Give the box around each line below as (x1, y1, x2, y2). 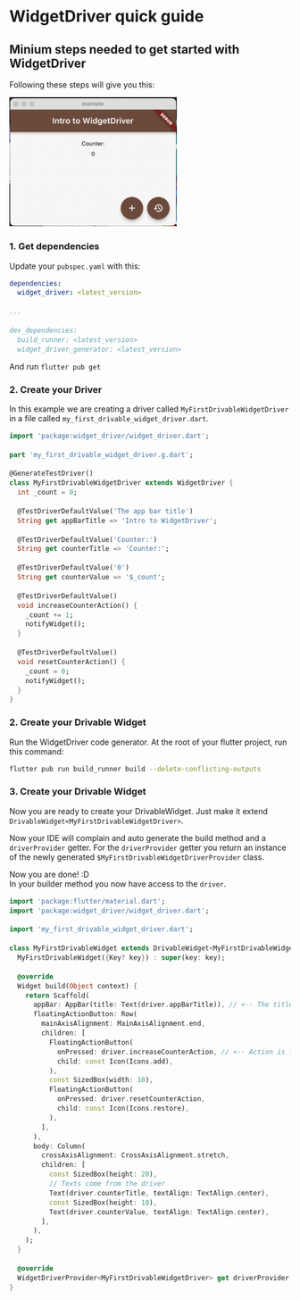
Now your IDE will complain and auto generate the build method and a (9, 832, 266, 843)
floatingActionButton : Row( (32, 1010, 138, 1019)
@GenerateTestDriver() (9, 469, 94, 479)
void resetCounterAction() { (17, 657, 126, 666)
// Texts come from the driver (48, 1179, 166, 1188)
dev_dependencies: (9, 326, 78, 335)
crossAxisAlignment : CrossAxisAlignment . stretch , (41, 1151, 229, 1160)
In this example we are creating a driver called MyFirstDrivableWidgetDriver (9, 404, 289, 414)
